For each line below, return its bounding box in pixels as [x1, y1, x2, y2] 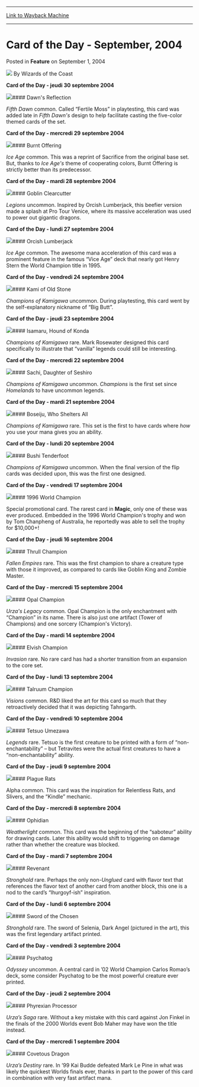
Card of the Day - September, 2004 [6, 38, 182, 52]
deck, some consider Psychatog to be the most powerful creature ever [6, 972, 179, 979]
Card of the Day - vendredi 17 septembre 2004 [6, 481, 123, 488]
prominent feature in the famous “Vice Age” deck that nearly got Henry [6, 255, 179, 262]
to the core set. [6, 661, 43, 669]
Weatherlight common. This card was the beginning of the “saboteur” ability [6, 828, 192, 835]
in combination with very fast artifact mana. [6, 1074, 113, 1081]
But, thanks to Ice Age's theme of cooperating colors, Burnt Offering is [6, 159, 178, 166]
